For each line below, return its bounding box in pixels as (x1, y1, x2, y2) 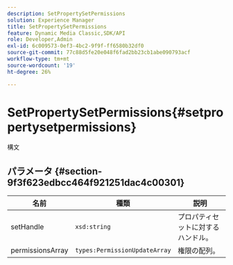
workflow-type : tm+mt (7, 56, 70, 63)
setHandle (10, 222, 44, 232)
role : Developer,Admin (7, 36, 73, 43)
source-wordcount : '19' (7, 62, 76, 69)
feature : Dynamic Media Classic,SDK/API (7, 29, 126, 37)
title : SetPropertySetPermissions (7, 23, 107, 30)
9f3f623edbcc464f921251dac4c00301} (7, 177, 185, 188)
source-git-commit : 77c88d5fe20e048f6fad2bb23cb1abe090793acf (7, 49, 191, 56)
